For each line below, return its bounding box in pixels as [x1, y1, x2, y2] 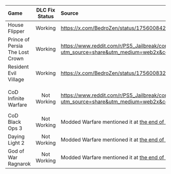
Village [8, 76, 24, 83]
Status [37, 13, 54, 20]
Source [61, 10, 79, 17]
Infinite [8, 95, 24, 102]
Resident [8, 63, 29, 70]
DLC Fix [36, 7, 55, 13]
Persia [8, 43, 23, 49]
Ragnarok [8, 160, 31, 167]
